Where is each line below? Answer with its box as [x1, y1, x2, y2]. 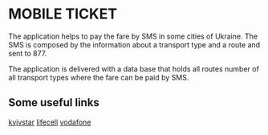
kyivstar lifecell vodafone [8, 117, 91, 127]
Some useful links [8, 96, 100, 109]
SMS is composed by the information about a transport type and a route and [8, 39, 261, 49]
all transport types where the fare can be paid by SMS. [8, 72, 189, 82]
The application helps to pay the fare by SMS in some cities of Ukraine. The [8, 31, 258, 41]
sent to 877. [8, 48, 47, 58]
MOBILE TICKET [8, 5, 118, 23]
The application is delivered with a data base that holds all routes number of [8, 63, 259, 73]
